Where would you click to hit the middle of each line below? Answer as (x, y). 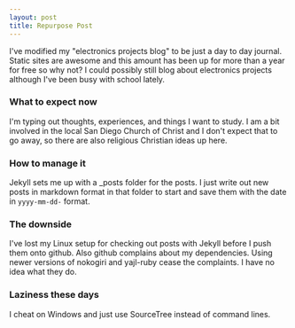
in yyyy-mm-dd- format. (50, 201)
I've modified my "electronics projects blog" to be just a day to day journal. (145, 51)
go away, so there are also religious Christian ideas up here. (118, 140)
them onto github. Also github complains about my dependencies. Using (141, 253)
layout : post (33, 17)
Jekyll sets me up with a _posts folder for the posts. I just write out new (139, 183)
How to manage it (48, 163)
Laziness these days (54, 295)
